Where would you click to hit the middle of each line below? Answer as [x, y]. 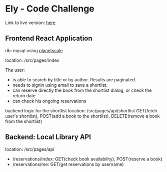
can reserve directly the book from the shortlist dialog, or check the [82, 90]
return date [24, 95]
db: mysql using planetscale [34, 50]
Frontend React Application [49, 38]
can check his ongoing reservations [49, 101]
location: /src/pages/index [32, 60]
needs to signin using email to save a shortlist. [60, 85]
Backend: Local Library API [48, 137]
